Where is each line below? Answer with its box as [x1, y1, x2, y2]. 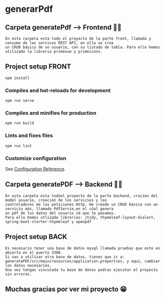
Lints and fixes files [5, 132, 53, 139]
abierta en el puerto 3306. [5, 250, 63, 255]
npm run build [5, 121, 35, 126]
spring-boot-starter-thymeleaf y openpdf [5, 219, 92, 224]
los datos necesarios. [5, 263, 52, 268]
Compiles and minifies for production [5, 110, 96, 116]
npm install [5, 75, 30, 80]
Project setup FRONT [5, 63, 72, 71]
